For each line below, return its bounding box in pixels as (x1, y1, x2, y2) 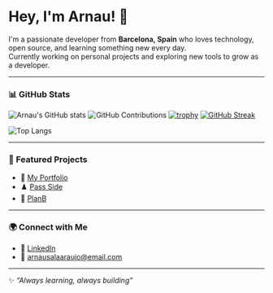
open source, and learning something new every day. (8, 42, 187, 52)
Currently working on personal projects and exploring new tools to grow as (8, 51, 259, 61)
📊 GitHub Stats (8, 89, 71, 100)
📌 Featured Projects (8, 154, 88, 165)
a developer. (8, 60, 50, 70)
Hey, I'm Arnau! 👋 (8, 7, 128, 26)
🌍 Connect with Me (8, 221, 88, 233)
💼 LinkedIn (19, 243, 56, 253)
